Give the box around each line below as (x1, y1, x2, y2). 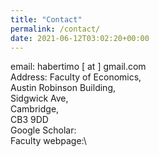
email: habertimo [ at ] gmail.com (10, 61, 147, 73)
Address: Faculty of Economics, (10, 71, 142, 83)
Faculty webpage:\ (10, 135, 87, 147)
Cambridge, (10, 103, 60, 115)
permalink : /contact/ (10, 24, 101, 34)
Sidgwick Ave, (10, 92, 69, 105)
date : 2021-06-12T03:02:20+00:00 (10, 33, 150, 43)
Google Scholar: (10, 124, 77, 136)
